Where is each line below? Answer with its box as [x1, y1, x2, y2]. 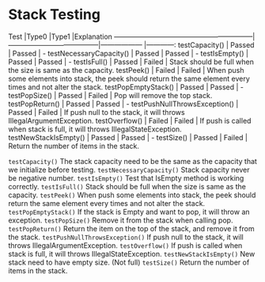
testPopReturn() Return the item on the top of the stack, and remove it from [8, 223, 255, 233]
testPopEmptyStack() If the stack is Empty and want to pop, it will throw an [8, 207, 251, 216]
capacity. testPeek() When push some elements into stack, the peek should [8, 190, 256, 200]
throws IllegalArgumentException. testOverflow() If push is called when [8, 240, 243, 250]
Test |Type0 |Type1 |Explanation [8, 32, 113, 41]
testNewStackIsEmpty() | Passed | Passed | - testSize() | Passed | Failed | [8, 132, 248, 142]
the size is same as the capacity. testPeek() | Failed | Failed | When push [8, 65, 244, 74]
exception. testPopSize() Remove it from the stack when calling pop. [8, 215, 233, 225]
